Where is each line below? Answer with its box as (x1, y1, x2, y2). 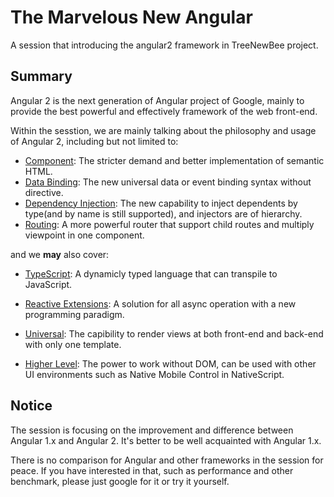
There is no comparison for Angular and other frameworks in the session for (10, 454, 324, 466)
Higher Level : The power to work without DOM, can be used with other (24, 357, 317, 370)
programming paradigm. (24, 308, 125, 320)
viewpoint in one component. (24, 229, 145, 241)
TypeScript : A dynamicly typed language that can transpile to (24, 267, 278, 280)
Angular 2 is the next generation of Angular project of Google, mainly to (10, 94, 305, 106)
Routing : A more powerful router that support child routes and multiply (24, 218, 315, 230)
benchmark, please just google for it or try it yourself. (10, 475, 230, 487)
